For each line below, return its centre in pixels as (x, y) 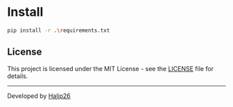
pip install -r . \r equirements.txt (59, 30)
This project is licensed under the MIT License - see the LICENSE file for (110, 68)
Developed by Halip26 (39, 96)
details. (18, 76)
